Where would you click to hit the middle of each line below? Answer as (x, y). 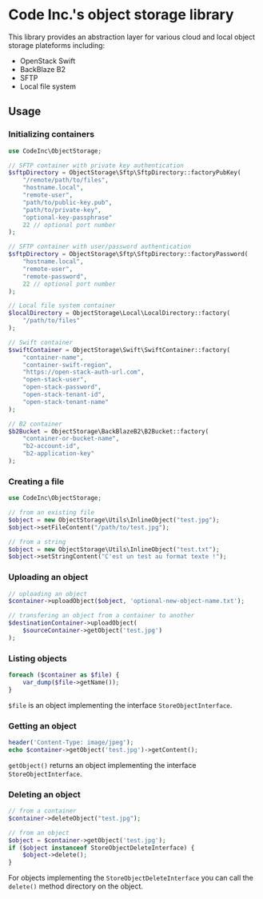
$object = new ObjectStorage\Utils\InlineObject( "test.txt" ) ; (114, 549)
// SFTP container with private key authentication (96, 166)
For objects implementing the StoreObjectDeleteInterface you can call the (131, 878)
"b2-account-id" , (52, 446)
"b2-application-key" (58, 453)
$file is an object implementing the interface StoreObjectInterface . (120, 705)
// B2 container (35, 424)
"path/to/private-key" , (62, 210)
